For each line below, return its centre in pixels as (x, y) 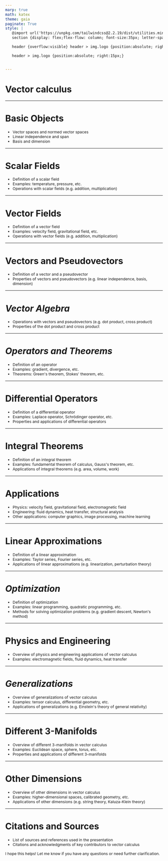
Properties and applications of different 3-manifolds (59, 754)
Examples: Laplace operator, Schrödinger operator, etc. (62, 417)
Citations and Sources (52, 826)
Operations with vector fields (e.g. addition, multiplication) (65, 236)
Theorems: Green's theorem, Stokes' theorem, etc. (58, 374)
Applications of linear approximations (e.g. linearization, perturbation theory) (82, 564)
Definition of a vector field (36, 227)
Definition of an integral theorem (42, 460)
